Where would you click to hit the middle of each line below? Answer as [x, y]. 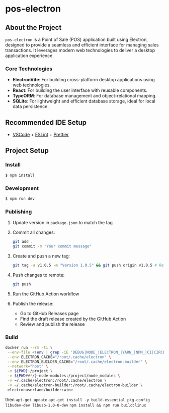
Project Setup [27, 150]
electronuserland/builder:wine [40, 390]
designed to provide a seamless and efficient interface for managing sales [82, 45]
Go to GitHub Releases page [49, 313]
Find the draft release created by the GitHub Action [73, 319]
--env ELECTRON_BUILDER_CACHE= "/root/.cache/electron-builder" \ [77, 362]
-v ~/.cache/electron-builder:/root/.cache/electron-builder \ [75, 385]
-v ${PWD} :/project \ [30, 371]
